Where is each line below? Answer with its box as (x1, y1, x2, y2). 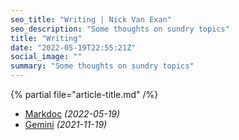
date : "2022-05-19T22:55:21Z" (10, 42, 137, 53)
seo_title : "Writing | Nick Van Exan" (10, 14, 172, 25)
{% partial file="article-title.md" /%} (10, 89, 159, 100)
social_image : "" (10, 52, 83, 62)
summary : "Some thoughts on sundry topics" (10, 61, 195, 71)
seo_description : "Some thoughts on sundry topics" (10, 24, 230, 34)
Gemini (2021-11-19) (24, 119, 108, 130)
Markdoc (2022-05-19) (24, 108, 121, 120)
